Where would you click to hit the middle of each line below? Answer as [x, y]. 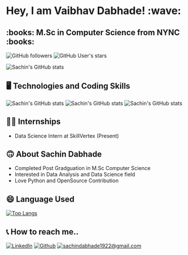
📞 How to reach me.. [42, 232]
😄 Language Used [40, 199]
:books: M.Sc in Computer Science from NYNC [93, 33]
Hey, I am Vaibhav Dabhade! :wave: [94, 11]
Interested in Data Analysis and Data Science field [75, 175]
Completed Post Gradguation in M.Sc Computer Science [83, 168]
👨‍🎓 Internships [33, 122]
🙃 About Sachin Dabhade [54, 154]
